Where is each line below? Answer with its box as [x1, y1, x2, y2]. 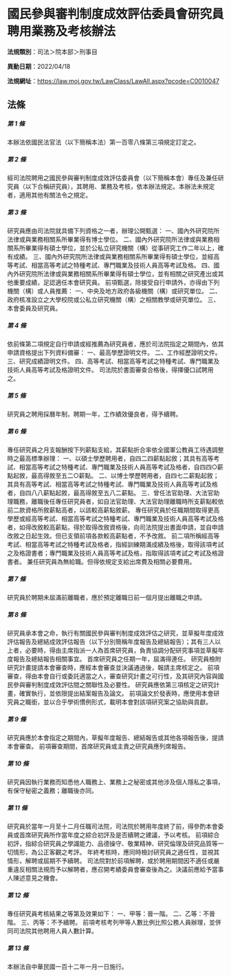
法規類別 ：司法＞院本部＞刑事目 [7, 48, 98, 56]
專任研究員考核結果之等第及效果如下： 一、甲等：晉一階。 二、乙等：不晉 [7, 910, 215, 918]
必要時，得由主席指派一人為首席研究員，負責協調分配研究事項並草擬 [25, 647, 218, 655]
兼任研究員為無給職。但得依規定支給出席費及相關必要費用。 [26, 558, 196, 566]
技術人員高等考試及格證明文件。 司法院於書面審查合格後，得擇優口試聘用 [7, 366, 214, 374]
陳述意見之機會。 [12, 874, 62, 882]
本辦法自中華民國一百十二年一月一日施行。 [7, 962, 128, 971]
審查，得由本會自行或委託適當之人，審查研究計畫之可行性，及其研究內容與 [7, 672, 218, 680]
